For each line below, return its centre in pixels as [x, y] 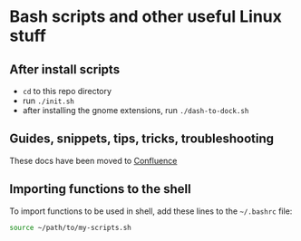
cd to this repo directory [67, 91]
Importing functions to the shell [101, 189]
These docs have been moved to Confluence [93, 160]
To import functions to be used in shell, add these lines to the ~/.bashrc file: [151, 211]
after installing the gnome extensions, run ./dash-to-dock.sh [136, 110]
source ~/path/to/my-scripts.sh [70, 227]
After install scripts [65, 69]
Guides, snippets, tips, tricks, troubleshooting [142, 139]
